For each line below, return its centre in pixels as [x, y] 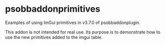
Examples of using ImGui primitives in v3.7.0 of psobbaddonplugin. [73, 22]
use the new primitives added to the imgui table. [54, 37]
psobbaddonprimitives [53, 9]
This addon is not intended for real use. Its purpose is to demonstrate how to [83, 32]
